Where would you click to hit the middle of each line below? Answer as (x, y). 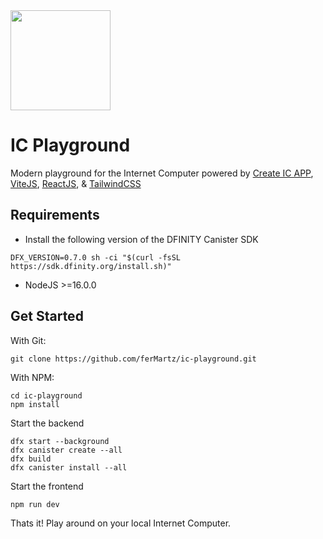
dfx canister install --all (69, 467)
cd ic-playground (46, 395)
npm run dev (35, 504)
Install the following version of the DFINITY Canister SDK (141, 239)
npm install (35, 404)
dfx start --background (60, 441)
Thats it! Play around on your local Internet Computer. (121, 523)
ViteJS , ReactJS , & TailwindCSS (76, 183)
